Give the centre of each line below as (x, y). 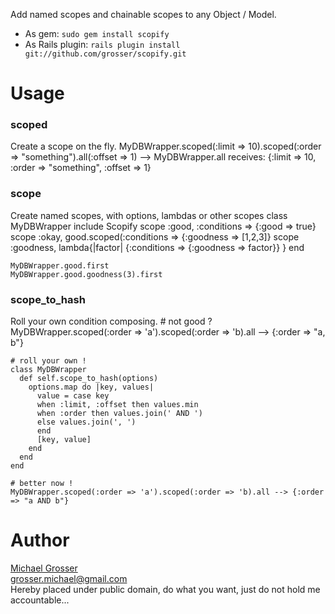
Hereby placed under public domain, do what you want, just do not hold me (165, 590)
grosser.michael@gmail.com (69, 579)
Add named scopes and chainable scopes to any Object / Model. (143, 14)
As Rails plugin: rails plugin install (102, 44)
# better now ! (42, 484)
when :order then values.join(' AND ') (119, 414)
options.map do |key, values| (91, 387)
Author (40, 540)
